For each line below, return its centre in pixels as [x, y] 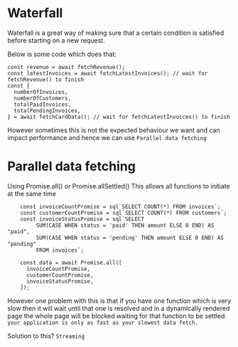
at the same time [32, 193]
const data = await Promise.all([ [71, 262]
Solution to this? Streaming [46, 336]
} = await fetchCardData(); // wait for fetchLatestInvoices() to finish [119, 117]
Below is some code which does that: [62, 54]
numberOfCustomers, [43, 98]
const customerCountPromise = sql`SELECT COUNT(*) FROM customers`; [124, 213]
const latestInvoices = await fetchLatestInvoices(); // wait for [108, 73]
